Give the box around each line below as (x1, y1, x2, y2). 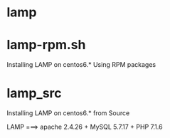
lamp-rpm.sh (6, 37, 86, 53)
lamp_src (6, 85, 62, 102)
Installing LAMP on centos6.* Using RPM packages (6, 60, 156, 69)
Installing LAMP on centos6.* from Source (6, 109, 130, 117)
